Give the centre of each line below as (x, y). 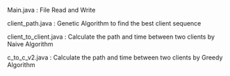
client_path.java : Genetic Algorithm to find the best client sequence (104, 23)
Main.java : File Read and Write (51, 10)
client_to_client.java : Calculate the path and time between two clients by (111, 37)
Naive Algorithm (30, 44)
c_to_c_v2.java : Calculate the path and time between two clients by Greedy (115, 57)
